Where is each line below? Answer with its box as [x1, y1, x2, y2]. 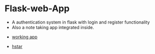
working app [11, 34, 38, 40]
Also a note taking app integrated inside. [11, 24, 94, 30]
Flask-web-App [4, 3, 70, 14]
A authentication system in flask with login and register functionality [11, 19, 150, 25]
